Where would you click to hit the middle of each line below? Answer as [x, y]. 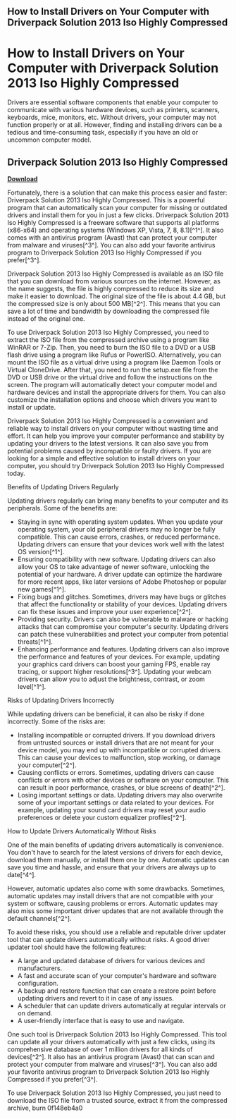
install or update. [32, 408]
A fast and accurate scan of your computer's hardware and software [117, 976]
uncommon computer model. [49, 140]
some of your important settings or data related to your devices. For [116, 802]
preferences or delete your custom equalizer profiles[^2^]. [102, 818]
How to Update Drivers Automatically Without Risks [82, 831]
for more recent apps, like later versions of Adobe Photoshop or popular [122, 582]
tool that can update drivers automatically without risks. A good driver [108, 940]
